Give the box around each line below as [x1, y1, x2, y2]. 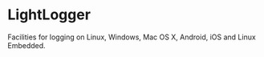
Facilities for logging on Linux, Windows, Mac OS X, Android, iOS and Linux [7, 32, 256, 42]
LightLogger [7, 6, 91, 24]
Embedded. [7, 40, 46, 50]
